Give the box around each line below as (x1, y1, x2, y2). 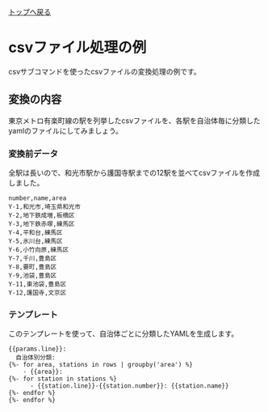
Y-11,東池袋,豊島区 (8, 280, 67, 289)
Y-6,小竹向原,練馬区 (8, 246, 69, 254)
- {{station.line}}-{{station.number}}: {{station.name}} (29, 382, 229, 390)
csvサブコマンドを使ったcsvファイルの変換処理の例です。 (8, 66, 202, 76)
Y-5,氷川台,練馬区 (8, 237, 63, 245)
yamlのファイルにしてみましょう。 (8, 125, 124, 135)
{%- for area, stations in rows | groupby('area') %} (8, 361, 194, 369)
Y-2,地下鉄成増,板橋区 (8, 211, 75, 220)
